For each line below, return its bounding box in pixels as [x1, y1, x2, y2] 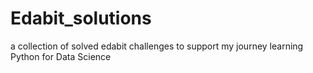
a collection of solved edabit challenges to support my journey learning [10, 40, 304, 52]
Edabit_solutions [10, 7, 152, 30]
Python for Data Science [10, 50, 112, 62]
